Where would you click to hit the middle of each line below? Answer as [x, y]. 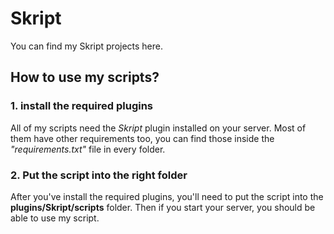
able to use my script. [55, 218]
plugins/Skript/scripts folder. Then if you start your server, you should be [163, 207]
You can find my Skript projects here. [87, 46]
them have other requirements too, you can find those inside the [142, 138]
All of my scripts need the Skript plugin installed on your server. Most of [158, 128]
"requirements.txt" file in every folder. [88, 149]
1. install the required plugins [81, 106]
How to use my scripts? [85, 77]
